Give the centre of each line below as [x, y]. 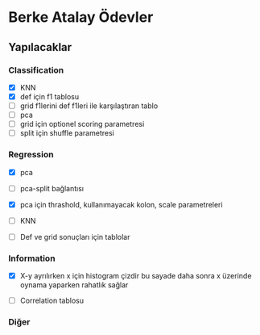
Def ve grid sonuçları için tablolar [75, 237]
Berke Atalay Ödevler [81, 17]
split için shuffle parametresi [67, 133]
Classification [36, 70]
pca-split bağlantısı [52, 188]
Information [32, 258]
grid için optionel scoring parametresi [82, 124]
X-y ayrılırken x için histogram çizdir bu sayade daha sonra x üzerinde [136, 276]
